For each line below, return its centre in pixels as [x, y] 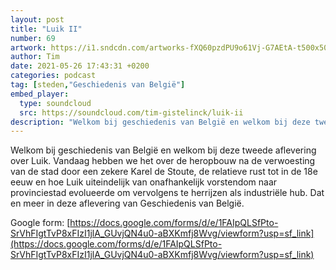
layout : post [37, 19]
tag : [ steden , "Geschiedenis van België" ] [98, 85]
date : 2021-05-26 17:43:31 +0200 [80, 66]
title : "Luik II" [46, 29]
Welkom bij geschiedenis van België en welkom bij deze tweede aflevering [163, 150]
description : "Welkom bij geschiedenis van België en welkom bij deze [160, 122]
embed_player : [40, 94]
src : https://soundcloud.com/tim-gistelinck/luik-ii [131, 112]
